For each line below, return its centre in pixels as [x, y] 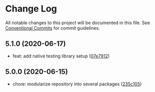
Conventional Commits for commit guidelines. [53, 28]
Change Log [31, 9]
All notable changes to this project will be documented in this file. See [78, 23]
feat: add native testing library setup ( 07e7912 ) [61, 56]
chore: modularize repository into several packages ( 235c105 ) [77, 84]
